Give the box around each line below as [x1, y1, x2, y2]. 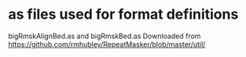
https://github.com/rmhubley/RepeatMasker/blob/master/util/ [8, 39, 206, 48]
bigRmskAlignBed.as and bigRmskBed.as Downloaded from [8, 31, 201, 41]
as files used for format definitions [8, 5, 239, 23]
